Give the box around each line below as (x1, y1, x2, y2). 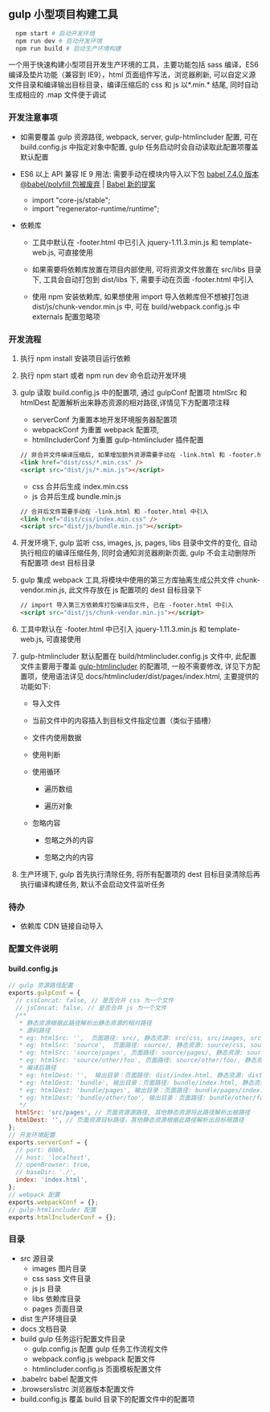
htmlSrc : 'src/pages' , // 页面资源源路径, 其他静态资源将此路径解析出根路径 (15, 1108, 251, 1117)
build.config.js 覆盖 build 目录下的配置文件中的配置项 (19, 1394, 195, 1404)
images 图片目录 (31, 1263, 87, 1273)
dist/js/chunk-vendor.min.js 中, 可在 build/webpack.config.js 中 (31, 301, 240, 311)
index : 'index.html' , (15, 1176, 88, 1184)
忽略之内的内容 (43, 853, 94, 862)
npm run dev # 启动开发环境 (15, 37, 102, 45)
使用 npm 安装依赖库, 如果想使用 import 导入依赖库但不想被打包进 (31, 292, 250, 301)
